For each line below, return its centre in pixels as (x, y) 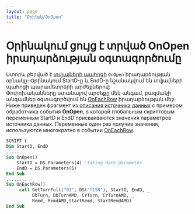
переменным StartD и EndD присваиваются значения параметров (89, 118)
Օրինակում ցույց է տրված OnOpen (98, 46)
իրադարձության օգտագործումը (94, 58)
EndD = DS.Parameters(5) (47, 168)
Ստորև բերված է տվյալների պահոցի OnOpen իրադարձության (88, 74)
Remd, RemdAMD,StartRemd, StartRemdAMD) (82, 201)
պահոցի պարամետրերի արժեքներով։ (58, 87)
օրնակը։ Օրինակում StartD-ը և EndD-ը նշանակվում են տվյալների (94, 81)
